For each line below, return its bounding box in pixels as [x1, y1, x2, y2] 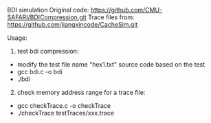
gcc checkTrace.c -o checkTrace [16, 102, 111, 109]
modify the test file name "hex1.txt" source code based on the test [16, 60, 206, 68]
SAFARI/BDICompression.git [7, 13, 87, 21]
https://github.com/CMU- [90, 6, 163, 14]
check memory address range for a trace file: [16, 89, 146, 96]
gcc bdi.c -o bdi [16, 68, 63, 76]
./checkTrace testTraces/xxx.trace [16, 109, 115, 117]
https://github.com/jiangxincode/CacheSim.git [7, 21, 138, 28]
